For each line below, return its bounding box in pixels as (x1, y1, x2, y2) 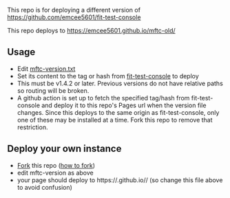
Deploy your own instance (7, 143, 122, 155)
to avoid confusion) (17, 183, 72, 191)
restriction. (17, 123, 48, 131)
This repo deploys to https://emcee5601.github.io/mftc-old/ (7, 27, 176, 34)
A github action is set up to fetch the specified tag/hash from (17, 93, 190, 102)
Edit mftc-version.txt (17, 65, 76, 73)
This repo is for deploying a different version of (7, 6, 141, 14)
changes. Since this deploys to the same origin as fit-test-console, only (17, 108, 220, 116)
